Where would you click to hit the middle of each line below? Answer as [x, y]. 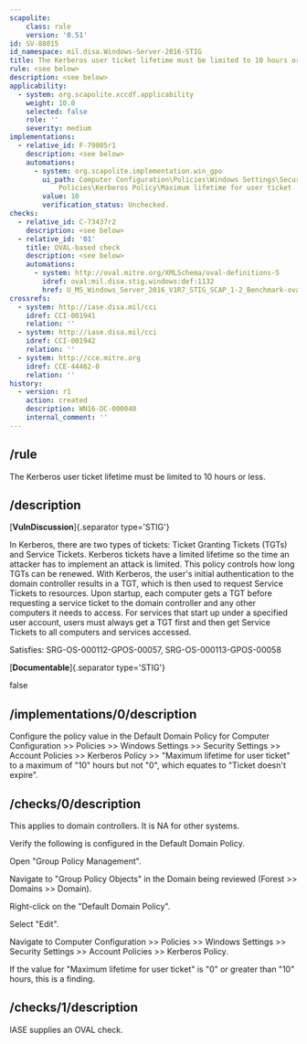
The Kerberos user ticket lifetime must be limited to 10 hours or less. [138, 476]
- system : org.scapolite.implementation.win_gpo [128, 171]
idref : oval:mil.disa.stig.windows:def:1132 [128, 282]
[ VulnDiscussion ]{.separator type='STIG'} [90, 527]
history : [26, 384]
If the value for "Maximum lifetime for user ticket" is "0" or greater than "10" [152, 969]
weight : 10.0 [51, 103]
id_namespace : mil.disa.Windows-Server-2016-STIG [106, 52]
